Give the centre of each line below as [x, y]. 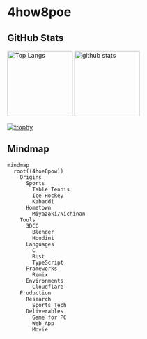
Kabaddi [43, 202]
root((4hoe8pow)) [39, 171]
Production [36, 293]
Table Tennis [51, 189]
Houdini [43, 238]
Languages [40, 244]
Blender [43, 232]
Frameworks [41, 269]
